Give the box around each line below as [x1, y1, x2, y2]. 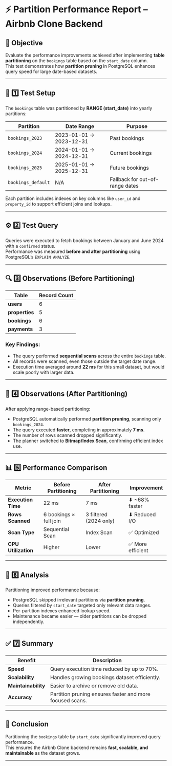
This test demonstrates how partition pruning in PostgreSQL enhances [5, 63, 156, 69]
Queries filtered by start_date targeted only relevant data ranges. [12, 602, 152, 609]
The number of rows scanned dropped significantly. [12, 432, 123, 438]
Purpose [126, 122, 147, 130]
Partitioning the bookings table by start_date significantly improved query [5, 733, 161, 740]
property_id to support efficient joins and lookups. [5, 200, 112, 207]
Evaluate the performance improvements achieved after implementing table [5, 52, 165, 58]
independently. [12, 618, 45, 625]
